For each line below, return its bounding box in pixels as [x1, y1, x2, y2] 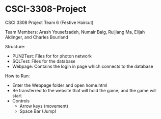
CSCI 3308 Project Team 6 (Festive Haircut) [5, 20, 94, 25]
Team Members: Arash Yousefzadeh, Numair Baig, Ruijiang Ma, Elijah [5, 29, 145, 35]
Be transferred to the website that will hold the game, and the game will [12, 87, 157, 93]
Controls [12, 98, 30, 103]
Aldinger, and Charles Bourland [5, 34, 69, 40]
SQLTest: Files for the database [12, 58, 76, 64]
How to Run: [5, 73, 30, 79]
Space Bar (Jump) [19, 108, 56, 114]
